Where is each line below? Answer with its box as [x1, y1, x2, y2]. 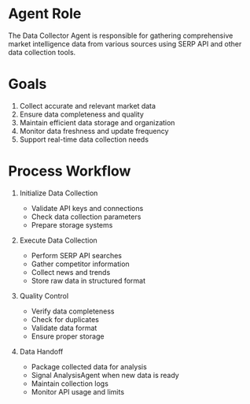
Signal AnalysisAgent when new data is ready [31, 370, 179, 380]
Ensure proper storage [31, 332, 105, 341]
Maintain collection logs [31, 379, 108, 388]
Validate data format [31, 323, 97, 332]
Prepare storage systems [31, 220, 113, 229]
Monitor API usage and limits [31, 387, 124, 396]
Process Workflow [8, 162, 131, 180]
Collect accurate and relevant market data [19, 101, 156, 110]
